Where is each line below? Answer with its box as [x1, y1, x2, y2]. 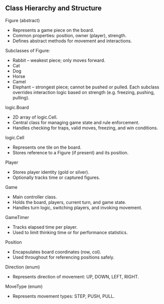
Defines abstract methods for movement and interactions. [12, 38, 132, 44]
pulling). [12, 94, 30, 100]
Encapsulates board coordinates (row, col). [12, 249, 101, 255]
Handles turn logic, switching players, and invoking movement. [12, 205, 142, 211]
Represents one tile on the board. [12, 144, 82, 150]
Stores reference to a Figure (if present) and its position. [12, 149, 129, 155]
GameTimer [5, 214, 29, 220]
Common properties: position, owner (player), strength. [12, 32, 127, 38]
